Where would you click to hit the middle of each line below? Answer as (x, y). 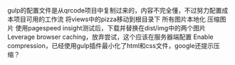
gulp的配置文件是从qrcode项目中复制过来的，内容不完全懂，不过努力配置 (115, 10)
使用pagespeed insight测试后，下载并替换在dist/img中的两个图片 (111, 28)
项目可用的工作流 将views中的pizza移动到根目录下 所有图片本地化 (110, 19)
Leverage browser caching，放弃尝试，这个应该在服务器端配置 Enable (110, 37)
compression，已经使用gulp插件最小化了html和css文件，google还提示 (110, 46)
